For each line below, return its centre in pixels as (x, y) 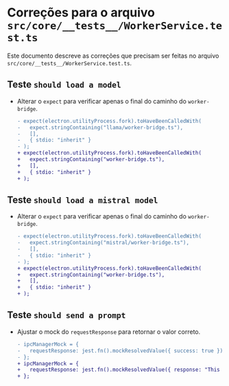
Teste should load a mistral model (83, 200)
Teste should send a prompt (67, 315)
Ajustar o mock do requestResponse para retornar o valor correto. (109, 332)
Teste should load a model (64, 85)
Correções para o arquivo (81, 13)
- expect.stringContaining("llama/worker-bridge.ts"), (100, 127)
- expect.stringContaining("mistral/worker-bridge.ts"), (103, 243)
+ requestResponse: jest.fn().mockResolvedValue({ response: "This (119, 370)
